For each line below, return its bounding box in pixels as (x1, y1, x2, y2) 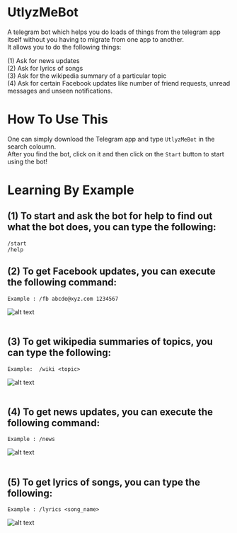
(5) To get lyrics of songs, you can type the (7, 476, 200, 488)
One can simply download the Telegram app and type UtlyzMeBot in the (7, 134, 215, 143)
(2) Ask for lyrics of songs (7, 64, 83, 72)
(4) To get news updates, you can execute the (7, 406, 214, 418)
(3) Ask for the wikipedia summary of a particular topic (7, 71, 167, 80)
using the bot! (7, 157, 48, 166)
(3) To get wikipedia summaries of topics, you (7, 336, 214, 348)
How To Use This (7, 111, 108, 127)
